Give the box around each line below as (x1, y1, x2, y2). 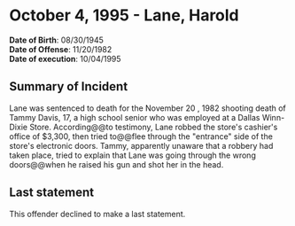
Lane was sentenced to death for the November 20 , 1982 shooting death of (9, 103, 286, 113)
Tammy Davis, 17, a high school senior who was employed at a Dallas (9, 112, 260, 122)
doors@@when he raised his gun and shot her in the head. (9, 159, 224, 169)
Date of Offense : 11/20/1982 (9, 43, 113, 54)
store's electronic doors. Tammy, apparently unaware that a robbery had (9, 140, 274, 151)
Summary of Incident (9, 79, 128, 94)
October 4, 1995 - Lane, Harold (9, 5, 239, 26)
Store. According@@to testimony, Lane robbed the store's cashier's (29, 121, 278, 132)
